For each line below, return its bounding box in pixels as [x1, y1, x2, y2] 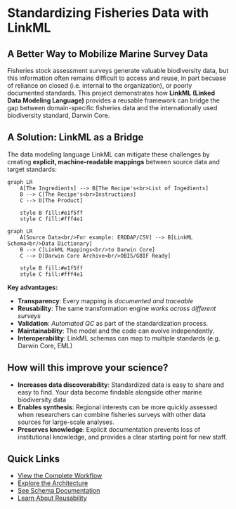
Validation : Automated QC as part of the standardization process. [17, 319, 209, 327]
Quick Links [7, 453, 60, 465]
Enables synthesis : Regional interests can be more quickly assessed [17, 402, 218, 411]
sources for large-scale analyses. [17, 418, 114, 426]
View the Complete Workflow [17, 472, 103, 480]
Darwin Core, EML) [17, 341, 73, 350]
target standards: [7, 165, 58, 173]
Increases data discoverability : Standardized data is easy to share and [17, 381, 225, 389]
